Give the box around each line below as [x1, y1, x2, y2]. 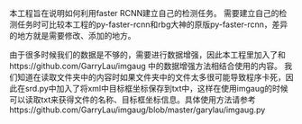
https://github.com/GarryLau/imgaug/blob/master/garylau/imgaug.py [9, 104, 266, 115]
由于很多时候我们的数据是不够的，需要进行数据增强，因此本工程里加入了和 [9, 49, 286, 60]
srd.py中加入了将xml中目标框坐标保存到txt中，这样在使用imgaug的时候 [24, 84, 288, 93]
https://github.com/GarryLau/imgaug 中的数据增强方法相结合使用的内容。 [9, 61, 282, 71]
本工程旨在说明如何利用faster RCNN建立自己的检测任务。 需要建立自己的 [9, 8, 279, 18]
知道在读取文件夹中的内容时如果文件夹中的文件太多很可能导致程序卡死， [16, 72, 286, 83]
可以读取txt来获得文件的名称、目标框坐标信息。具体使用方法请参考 [9, 94, 257, 105]
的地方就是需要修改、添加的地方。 [9, 31, 136, 40]
